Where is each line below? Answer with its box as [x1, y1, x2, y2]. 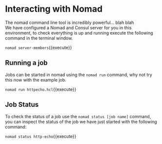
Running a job [5, 59, 48, 67]
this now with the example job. [5, 77, 67, 82]
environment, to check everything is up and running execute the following [5, 30, 153, 36]
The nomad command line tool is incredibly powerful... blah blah [5, 20, 134, 25]
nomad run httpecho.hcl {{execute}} [5, 86, 77, 92]
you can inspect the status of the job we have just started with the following [5, 119, 157, 124]
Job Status [5, 101, 39, 109]
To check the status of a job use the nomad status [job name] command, [5, 113, 151, 119]
